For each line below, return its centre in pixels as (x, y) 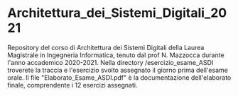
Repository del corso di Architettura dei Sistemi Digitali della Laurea (106, 47)
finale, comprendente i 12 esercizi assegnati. (72, 85)
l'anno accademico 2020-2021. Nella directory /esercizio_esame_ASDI (110, 62)
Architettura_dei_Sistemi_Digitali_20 (117, 13)
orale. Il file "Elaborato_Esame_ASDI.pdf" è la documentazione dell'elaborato (119, 77)
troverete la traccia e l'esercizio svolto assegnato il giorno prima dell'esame (118, 70)
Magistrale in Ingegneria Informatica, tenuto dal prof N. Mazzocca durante (116, 55)
